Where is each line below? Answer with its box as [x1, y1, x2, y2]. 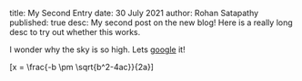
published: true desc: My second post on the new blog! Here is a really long [9, 17, 293, 28]
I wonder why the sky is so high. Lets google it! [9, 44, 186, 55]
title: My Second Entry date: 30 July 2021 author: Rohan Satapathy [9, 8, 259, 18]
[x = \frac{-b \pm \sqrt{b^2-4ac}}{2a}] [9, 62, 155, 72]
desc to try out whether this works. [9, 27, 141, 37]
